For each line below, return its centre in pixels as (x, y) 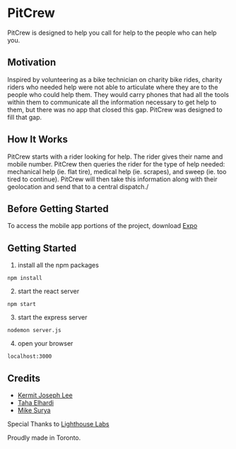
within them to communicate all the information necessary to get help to (112, 102)
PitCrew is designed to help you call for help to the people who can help (112, 33)
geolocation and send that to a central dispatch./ (78, 186)
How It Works (38, 140)
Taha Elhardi (36, 403)
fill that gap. (25, 117)
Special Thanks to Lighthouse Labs (58, 424)
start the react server (48, 291)
